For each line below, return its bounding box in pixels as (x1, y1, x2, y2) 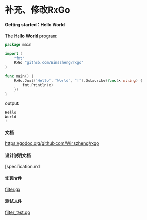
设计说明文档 (5, 152, 31, 158)
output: (5, 100, 19, 106)
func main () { (5, 74, 34, 79)
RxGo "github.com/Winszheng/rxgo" (14, 60, 84, 65)
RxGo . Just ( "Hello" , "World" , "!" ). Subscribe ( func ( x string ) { (14, 78, 143, 83)
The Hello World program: (5, 33, 58, 39)
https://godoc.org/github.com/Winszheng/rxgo (5, 140, 99, 146)
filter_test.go (5, 209, 31, 215)
